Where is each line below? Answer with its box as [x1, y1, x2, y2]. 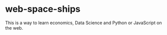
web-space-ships [5, 3, 81, 15]
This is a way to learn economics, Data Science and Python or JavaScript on [5, 20, 162, 26]
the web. [5, 25, 23, 31]
